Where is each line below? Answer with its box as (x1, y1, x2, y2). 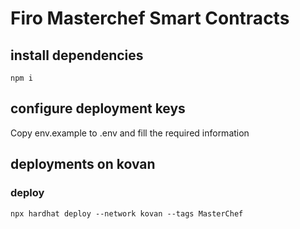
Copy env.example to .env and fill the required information (10, 127, 250, 139)
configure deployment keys (10, 100, 186, 117)
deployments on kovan (10, 156, 156, 173)
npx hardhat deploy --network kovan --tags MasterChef (10, 208, 244, 219)
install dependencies (10, 47, 144, 64)
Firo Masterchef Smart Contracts (10, 7, 290, 30)
